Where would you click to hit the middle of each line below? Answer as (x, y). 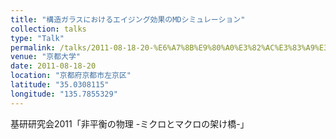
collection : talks (48, 29)
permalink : (33, 47)
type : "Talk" (37, 38)
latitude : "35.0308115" (60, 85)
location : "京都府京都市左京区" (71, 76)
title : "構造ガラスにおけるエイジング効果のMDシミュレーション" (128, 19)
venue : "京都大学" (46, 57)
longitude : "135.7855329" (64, 94)
